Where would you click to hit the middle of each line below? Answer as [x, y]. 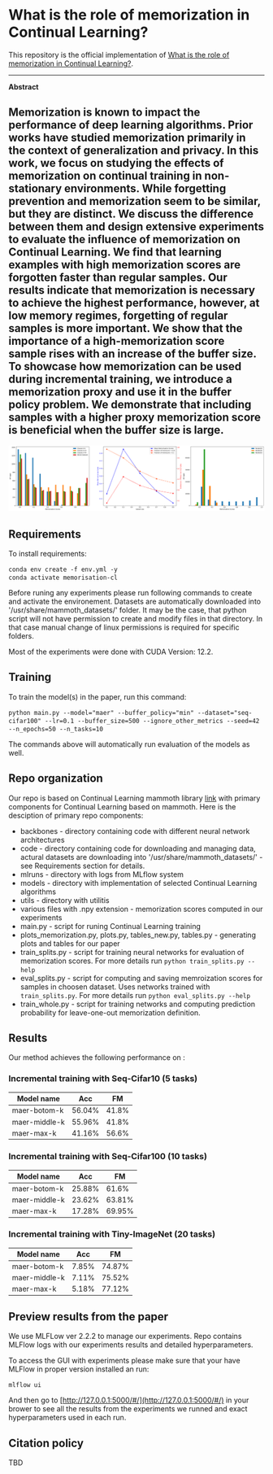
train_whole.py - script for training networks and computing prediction [138, 1004]
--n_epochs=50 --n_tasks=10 [56, 729]
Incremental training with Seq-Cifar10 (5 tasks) [103, 1079]
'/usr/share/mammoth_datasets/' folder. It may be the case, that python [128, 610]
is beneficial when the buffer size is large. [117, 430]
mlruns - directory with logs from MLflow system [102, 874]
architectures [42, 839]
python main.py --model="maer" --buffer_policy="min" [102, 713]
